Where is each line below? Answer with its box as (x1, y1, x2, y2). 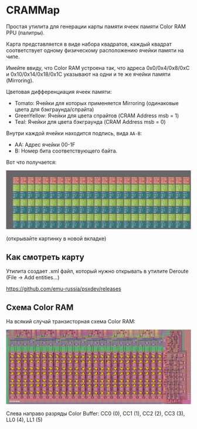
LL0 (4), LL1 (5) (6, 416, 43, 423)
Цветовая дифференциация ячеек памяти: (6, 88, 112, 95)
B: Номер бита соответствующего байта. (14, 147, 118, 154)
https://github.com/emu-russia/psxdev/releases (6, 285, 121, 292)
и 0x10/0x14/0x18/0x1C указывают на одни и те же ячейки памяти (6, 70, 171, 77)
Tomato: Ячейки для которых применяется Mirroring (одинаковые (14, 99, 179, 106)
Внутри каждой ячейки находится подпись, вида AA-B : (6, 130, 142, 137)
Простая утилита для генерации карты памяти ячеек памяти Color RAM (6, 23, 186, 30)
